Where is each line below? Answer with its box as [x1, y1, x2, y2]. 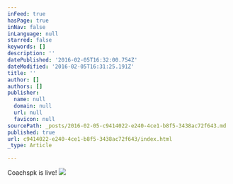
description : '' [7, 50, 55, 57]
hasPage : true [7, 17, 50, 24]
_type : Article [7, 142, 52, 149]
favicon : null [13, 115, 55, 122]
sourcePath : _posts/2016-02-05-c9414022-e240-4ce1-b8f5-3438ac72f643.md [7, 122, 227, 130]
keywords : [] [7, 43, 46, 50]
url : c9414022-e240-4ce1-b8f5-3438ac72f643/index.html [7, 135, 173, 142]
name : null [13, 96, 46, 103]
